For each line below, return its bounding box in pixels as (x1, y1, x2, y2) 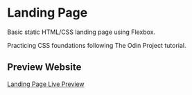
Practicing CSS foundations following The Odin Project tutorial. (7, 41, 186, 49)
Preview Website (7, 61, 82, 74)
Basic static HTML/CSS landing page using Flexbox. (7, 28, 156, 36)
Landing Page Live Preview (7, 80, 85, 88)
